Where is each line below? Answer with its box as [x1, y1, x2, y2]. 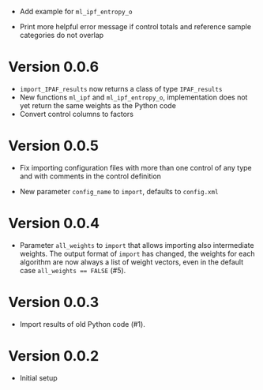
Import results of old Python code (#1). [19, 319, 146, 328]
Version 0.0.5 [8, 137, 100, 155]
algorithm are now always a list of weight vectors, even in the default [19, 257, 244, 267]
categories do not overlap [19, 31, 104, 39]
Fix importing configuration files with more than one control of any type [19, 163, 253, 172]
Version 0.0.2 [8, 347, 100, 365]
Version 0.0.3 [8, 294, 100, 311]
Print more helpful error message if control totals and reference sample [19, 22, 251, 31]
